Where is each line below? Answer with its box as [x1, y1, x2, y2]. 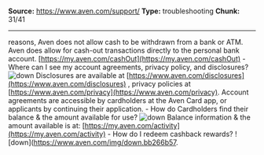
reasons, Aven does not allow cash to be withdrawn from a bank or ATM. [8, 38, 244, 47]
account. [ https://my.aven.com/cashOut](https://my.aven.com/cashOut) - [8, 54, 246, 64]
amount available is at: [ [8, 121, 85, 131]
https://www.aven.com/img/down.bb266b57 [33, 138, 177, 147]
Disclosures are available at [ [35, 71, 130, 80]
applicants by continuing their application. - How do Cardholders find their [8, 105, 249, 114]
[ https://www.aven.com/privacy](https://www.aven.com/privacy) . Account [8, 87, 249, 97]
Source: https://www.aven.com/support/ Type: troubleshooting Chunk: [8, 6, 240, 16]
